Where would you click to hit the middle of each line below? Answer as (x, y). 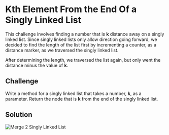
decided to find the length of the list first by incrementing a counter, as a (81, 44)
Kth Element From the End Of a (71, 9)
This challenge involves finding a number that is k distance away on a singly (85, 34)
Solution (19, 115)
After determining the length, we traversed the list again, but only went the (83, 60)
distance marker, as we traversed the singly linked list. (62, 50)
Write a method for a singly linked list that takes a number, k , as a (73, 93)
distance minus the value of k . (37, 65)
